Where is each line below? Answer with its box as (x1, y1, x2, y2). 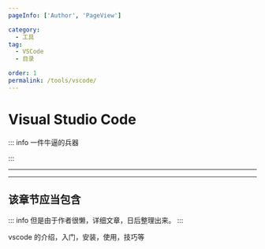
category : (8, 25, 41, 34)
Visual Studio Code (8, 110, 136, 128)
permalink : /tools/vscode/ (8, 76, 97, 84)
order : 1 (8, 69, 37, 77)
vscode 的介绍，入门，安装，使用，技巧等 (8, 232, 145, 241)
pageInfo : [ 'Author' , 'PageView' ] (8, 11, 122, 20)
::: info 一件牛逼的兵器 (8, 137, 79, 147)
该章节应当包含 (8, 193, 81, 206)
